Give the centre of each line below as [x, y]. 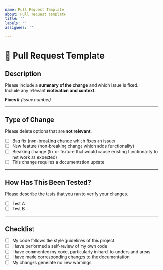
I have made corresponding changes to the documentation [71, 257]
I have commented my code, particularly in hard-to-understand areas [81, 252]
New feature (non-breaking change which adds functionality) [73, 146]
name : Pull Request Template [34, 9]
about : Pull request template [36, 14]
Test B [18, 209]
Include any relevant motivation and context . [50, 91]
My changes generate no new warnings [52, 263]
